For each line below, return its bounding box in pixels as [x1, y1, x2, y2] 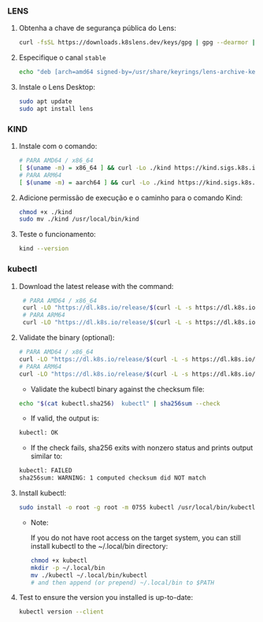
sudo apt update [18, 98, 72, 106]
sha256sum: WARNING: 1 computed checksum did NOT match [18, 474, 206, 482]
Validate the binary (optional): [18, 333, 115, 342]
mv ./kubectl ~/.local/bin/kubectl [30, 571, 147, 579]
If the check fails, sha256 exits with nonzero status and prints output [30, 443, 254, 453]
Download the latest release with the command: [18, 281, 174, 291]
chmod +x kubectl [30, 557, 88, 565]
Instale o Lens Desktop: [18, 83, 96, 92]
